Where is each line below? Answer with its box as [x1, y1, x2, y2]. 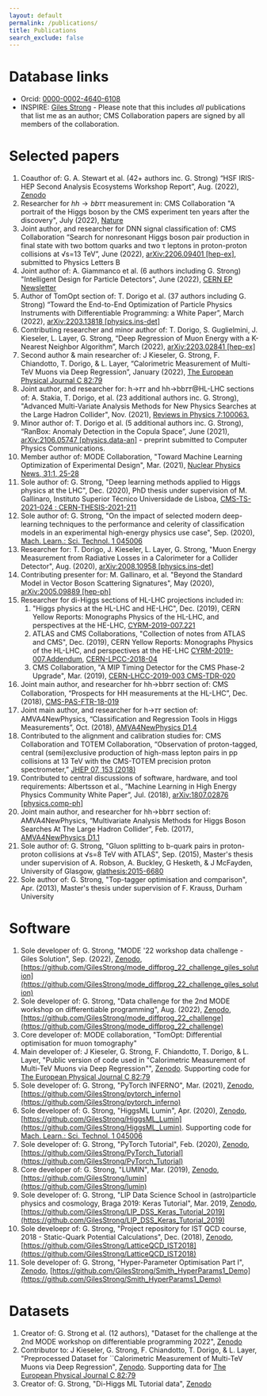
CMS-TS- [219, 494, 252, 504]
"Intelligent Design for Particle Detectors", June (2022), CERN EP [20, 274, 233, 284]
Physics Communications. [20, 443, 105, 453]
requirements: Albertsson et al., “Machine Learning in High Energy [20, 782, 237, 792]
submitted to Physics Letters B [20, 258, 121, 267]
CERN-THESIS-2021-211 [59, 503, 137, 512]
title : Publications [9, 26, 78, 34]
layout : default [9, 11, 63, 20]
